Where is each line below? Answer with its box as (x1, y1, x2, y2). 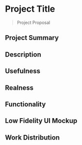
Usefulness (5, 67, 40, 75)
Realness (5, 83, 34, 92)
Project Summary (5, 34, 59, 42)
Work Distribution (5, 133, 60, 142)
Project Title (5, 3, 55, 15)
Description (5, 50, 41, 59)
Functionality (5, 100, 46, 108)
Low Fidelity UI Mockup (5, 117, 78, 125)
